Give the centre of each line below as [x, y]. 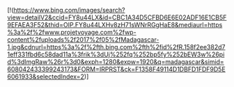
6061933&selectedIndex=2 [46, 77]
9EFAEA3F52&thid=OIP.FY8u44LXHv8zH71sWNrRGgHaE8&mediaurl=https [115, 25]
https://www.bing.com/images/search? [69, 10]
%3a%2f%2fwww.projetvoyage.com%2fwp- [72, 32]
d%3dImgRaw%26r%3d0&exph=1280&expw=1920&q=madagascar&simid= [116, 62]
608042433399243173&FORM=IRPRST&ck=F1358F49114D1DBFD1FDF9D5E [117, 69]
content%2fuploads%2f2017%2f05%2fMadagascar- [83, 40]
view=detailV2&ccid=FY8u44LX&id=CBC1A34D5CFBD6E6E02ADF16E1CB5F [117, 17]
